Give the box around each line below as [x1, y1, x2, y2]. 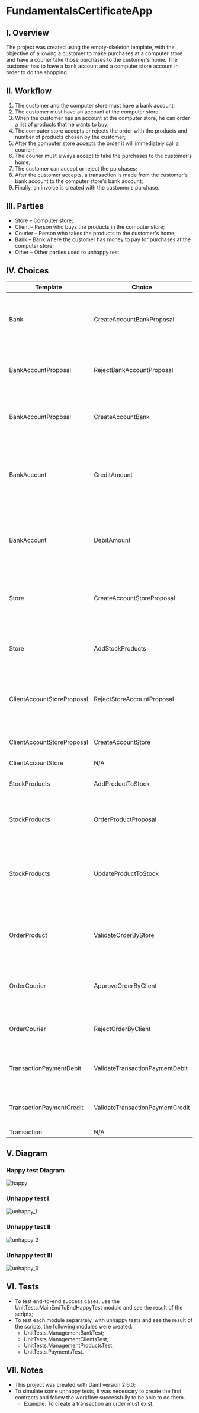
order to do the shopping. [6, 69, 69, 75]
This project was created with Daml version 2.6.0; [14, 1381, 136, 1388]
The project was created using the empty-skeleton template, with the [6, 43, 175, 51]
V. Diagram [6, 1148, 47, 1158]
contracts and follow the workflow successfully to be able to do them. [14, 1393, 185, 1401]
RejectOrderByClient [94, 1025, 151, 1033]
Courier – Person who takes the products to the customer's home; [14, 229, 176, 236]
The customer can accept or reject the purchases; [14, 165, 137, 172]
